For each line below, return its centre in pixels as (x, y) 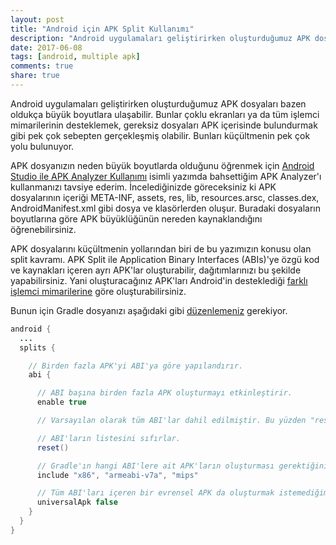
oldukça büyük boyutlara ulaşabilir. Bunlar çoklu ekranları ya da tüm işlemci (165, 114)
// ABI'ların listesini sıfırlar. (109, 438)
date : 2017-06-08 (46, 47)
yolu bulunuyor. (42, 146)
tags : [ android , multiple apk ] (75, 57)
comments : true (42, 66)
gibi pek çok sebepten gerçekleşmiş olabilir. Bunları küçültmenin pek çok (160, 135)
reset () (53, 447)
